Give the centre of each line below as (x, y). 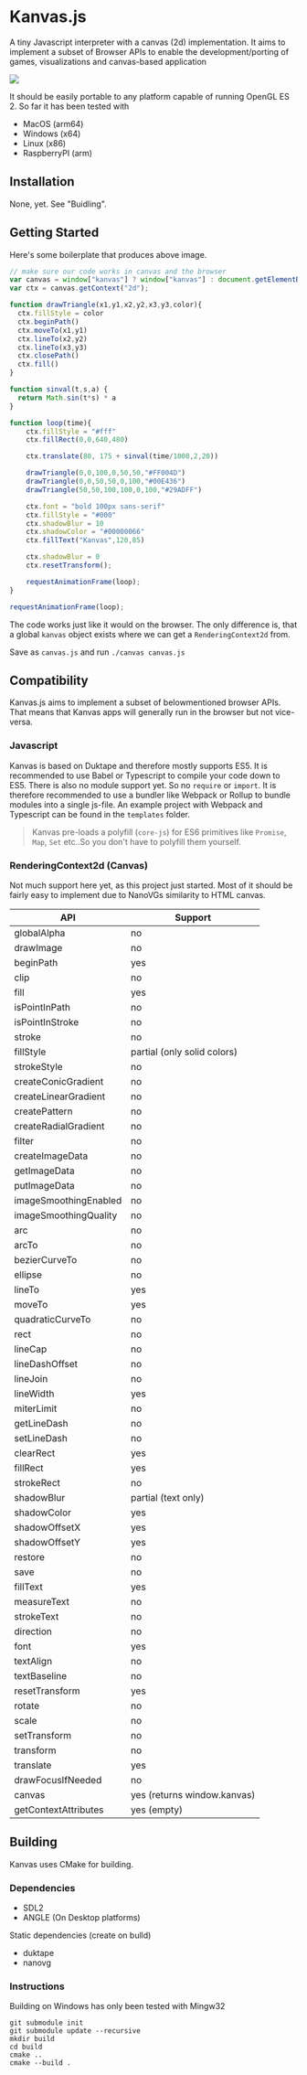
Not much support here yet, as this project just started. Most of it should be (151, 885)
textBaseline (41, 1675)
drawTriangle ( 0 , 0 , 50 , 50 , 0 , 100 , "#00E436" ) (106, 482)
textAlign (33, 1661)
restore (30, 1556)
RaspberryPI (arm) (58, 153)
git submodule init (47, 2023)
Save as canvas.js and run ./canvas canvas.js (97, 652)
